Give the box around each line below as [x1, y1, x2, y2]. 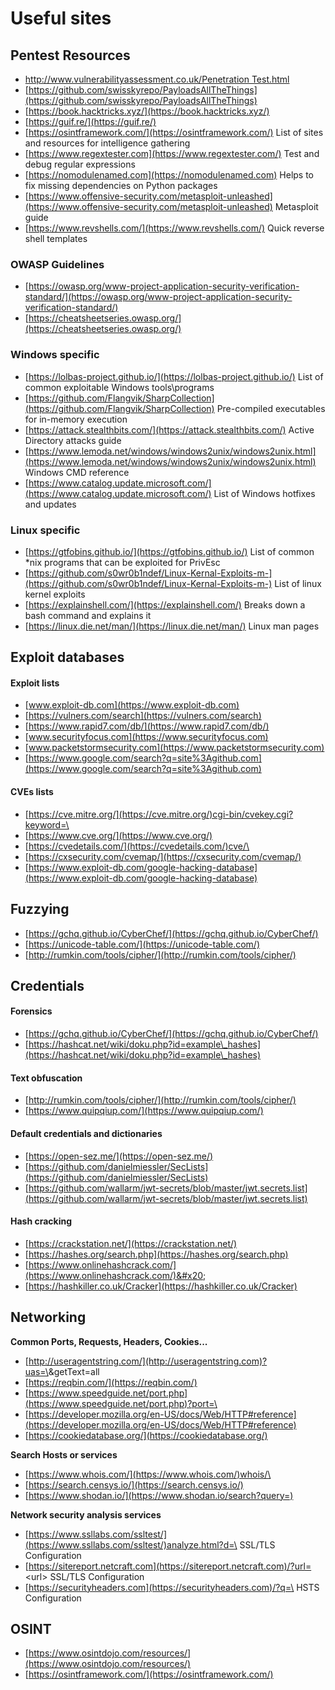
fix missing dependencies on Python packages [24, 180, 218, 191]
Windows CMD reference [24, 466, 130, 478]
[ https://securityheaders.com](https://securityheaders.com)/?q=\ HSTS [24, 1581, 320, 1593]
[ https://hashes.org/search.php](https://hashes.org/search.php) [24, 1248, 289, 1260]
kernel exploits [24, 588, 86, 600]
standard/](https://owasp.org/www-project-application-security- [24, 291, 293, 303]
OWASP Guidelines [10, 257, 105, 271]
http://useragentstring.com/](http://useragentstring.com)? [28, 1355, 268, 1367]
